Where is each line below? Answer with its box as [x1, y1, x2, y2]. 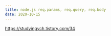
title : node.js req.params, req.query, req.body [5, 7, 106, 12]
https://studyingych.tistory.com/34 [5, 25, 75, 31]
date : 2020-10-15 [5, 12, 41, 17]
